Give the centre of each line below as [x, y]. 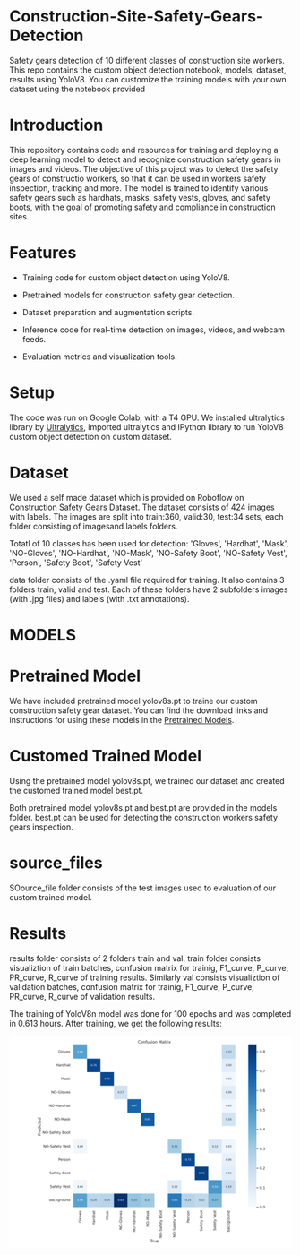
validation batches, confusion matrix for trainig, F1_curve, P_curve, [132, 986]
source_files [56, 863]
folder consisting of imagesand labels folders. [94, 526]
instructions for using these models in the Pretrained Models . [122, 719]
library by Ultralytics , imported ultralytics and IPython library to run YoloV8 [146, 426]
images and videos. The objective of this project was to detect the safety [144, 168]
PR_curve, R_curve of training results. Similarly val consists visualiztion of [145, 977]
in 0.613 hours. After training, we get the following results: [116, 1023]
